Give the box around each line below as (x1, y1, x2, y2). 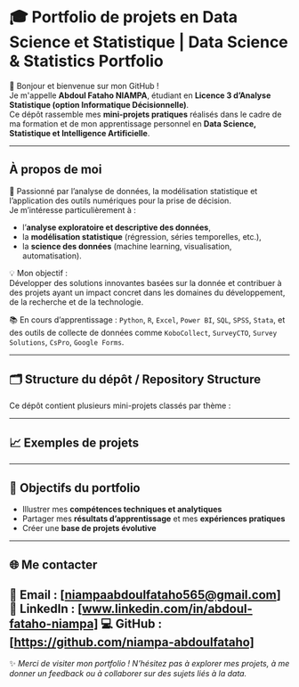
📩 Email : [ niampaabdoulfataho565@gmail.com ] (9, 587, 282, 602)
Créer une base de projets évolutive (21, 523, 158, 534)
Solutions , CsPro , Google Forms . (9, 336, 125, 348)
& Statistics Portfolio (9, 51, 165, 71)
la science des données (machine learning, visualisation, (21, 241, 232, 251)
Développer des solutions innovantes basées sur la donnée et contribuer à (9, 277, 282, 288)
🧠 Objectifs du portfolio (9, 480, 141, 495)
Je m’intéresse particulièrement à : (9, 204, 136, 215)
